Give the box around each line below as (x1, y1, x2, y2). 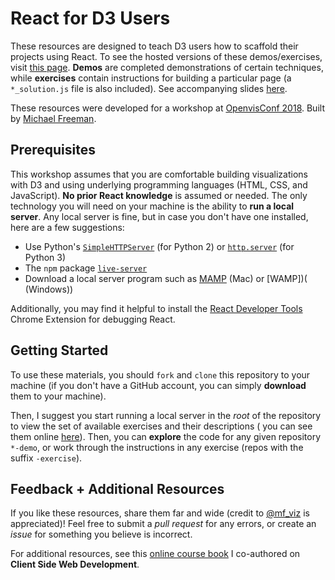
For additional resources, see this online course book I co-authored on (10, 548, 301, 560)
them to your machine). (10, 390, 107, 402)
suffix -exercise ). (10, 452, 83, 464)
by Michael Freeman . (10, 112, 97, 124)
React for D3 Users (10, 7, 171, 30)
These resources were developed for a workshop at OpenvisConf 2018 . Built (10, 102, 325, 114)
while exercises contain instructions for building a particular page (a (10, 72, 292, 84)
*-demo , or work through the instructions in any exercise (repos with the (10, 441, 304, 453)
